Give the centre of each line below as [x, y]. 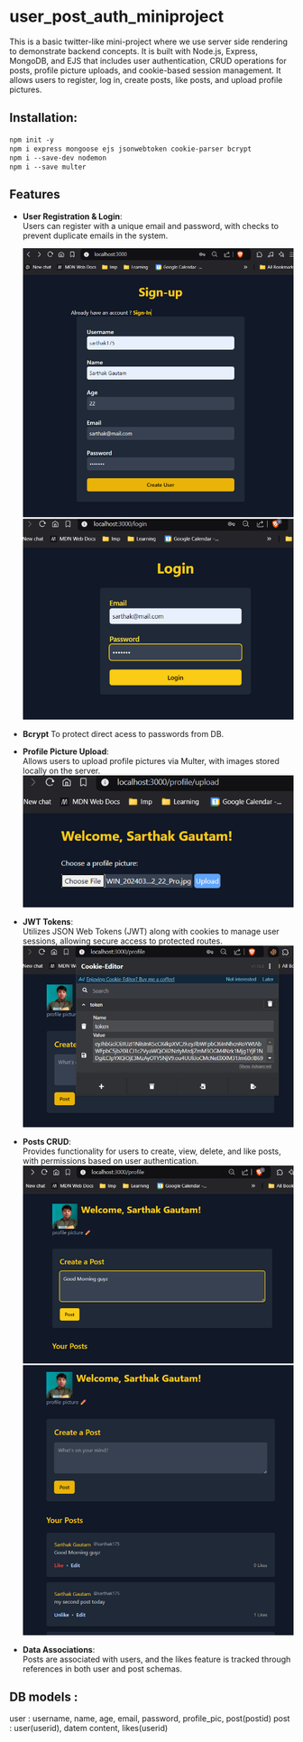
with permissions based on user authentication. [110, 1161]
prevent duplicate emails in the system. [95, 235]
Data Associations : [59, 1649]
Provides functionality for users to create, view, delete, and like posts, [151, 1151]
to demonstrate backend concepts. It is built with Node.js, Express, [134, 51]
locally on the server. [61, 771]
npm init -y [32, 140]
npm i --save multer [48, 167]
